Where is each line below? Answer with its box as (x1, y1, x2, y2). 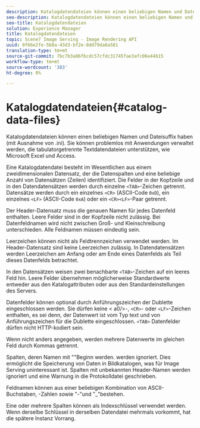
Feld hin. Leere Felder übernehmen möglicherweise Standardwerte (6, 275, 170, 282)
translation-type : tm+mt (6, 48, 68, 54)
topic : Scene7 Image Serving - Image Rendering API (6, 36, 137, 42)
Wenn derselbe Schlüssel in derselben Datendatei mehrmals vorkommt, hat (6, 408, 191, 415)
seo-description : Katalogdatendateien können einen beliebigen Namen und (6, 14, 193, 20)
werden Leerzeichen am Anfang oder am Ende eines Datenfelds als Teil (6, 250, 182, 257)
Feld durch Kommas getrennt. (6, 342, 79, 349)
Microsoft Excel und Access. (6, 152, 76, 159)
